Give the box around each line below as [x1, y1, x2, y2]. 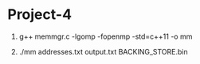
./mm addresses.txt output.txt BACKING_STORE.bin [18, 47, 188, 56]
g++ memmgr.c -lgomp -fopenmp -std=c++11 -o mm [18, 32, 193, 41]
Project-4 [7, 6, 73, 24]
